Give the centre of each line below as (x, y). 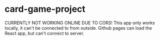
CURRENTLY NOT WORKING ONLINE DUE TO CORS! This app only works (80, 23)
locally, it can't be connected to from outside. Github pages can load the (78, 28)
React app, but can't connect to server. (45, 33)
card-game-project (45, 9)
